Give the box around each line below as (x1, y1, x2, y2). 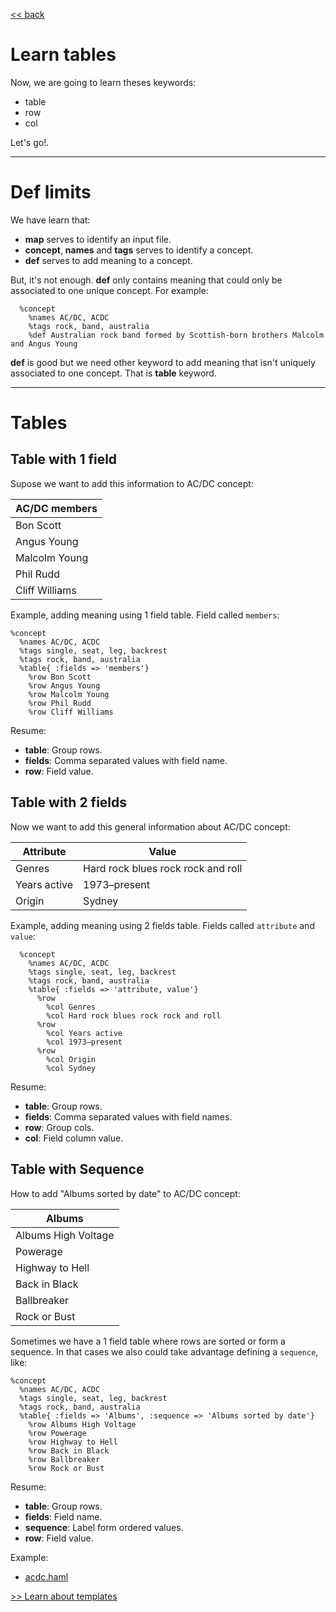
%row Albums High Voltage (28, 1419, 137, 1429)
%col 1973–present (46, 1037, 123, 1047)
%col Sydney (46, 1063, 97, 1073)
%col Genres (46, 1002, 97, 1012)
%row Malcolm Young (28, 689, 110, 699)
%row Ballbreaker (28, 1454, 101, 1464)
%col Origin (46, 1054, 97, 1064)
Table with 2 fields (10, 794, 128, 811)
